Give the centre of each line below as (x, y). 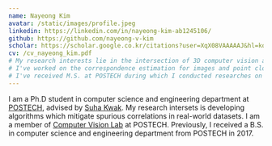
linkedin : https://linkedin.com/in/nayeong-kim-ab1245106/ (110, 31)
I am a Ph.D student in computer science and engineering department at (129, 98)
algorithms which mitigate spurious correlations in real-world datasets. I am (134, 116)
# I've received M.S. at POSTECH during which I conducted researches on (136, 76)
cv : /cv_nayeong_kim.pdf (50, 53)
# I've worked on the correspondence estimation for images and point (130, 69)
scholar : (23, 46)
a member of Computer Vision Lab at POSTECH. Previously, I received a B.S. (136, 124)
